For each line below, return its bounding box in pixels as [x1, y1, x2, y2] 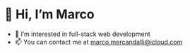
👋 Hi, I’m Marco [4, 6, 95, 23]
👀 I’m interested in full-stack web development [14, 30, 150, 38]
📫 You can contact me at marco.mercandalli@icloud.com [14, 37, 183, 46]
